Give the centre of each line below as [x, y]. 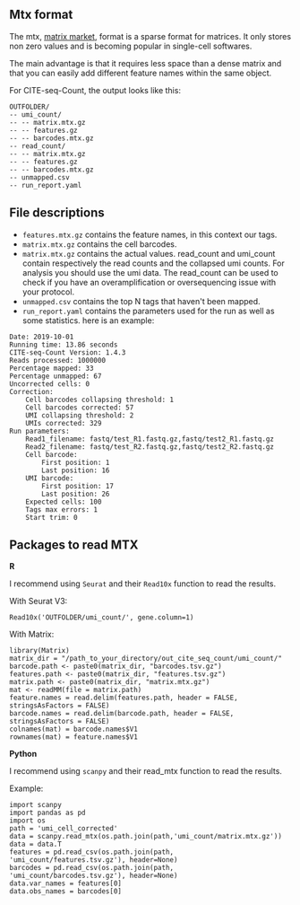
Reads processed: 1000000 [57, 360]
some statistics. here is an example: [88, 320]
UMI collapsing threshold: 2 [80, 415]
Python [23, 754]
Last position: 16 [76, 470]
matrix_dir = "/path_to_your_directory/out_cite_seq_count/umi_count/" [146, 659]
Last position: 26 [76, 494]
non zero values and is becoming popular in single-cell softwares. [131, 46]
